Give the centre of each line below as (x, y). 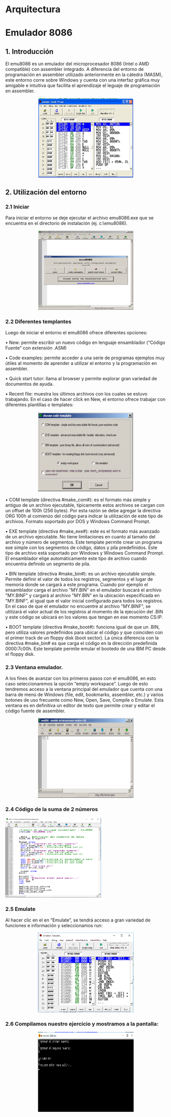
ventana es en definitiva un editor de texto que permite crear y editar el (80, 706)
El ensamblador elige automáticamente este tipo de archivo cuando (76, 558)
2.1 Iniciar (17, 207)
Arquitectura (33, 9)
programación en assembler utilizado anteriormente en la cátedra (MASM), (84, 75)
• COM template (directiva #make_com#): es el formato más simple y (78, 500)
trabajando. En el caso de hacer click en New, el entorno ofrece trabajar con (86, 400)
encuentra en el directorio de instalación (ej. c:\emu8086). (66, 223)
